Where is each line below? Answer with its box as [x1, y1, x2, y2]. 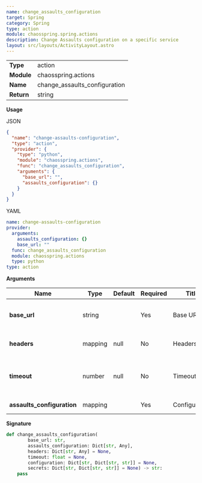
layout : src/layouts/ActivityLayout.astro [6, 43, 114, 49]
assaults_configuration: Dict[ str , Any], [28, 443, 133, 449]
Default [113, 289, 135, 298]
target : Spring [6, 14, 44, 21]
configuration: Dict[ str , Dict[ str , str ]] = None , [28, 459, 158, 465]
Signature [6, 420, 32, 427]
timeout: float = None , [28, 454, 87, 460]
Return [9, 90, 29, 98]
